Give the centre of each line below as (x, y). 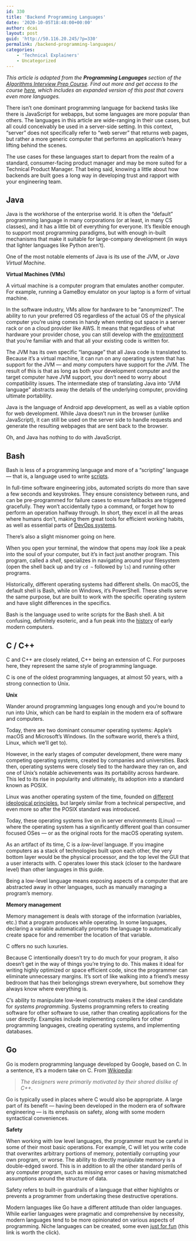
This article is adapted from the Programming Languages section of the (94, 78)
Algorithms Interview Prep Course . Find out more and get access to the (92, 83)
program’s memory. (30, 893)
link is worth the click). (33, 1232)
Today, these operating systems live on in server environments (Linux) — (94, 820)
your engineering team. (34, 181)
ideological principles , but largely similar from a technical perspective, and (96, 802)
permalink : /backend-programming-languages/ (61, 45)
